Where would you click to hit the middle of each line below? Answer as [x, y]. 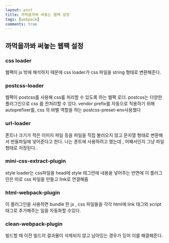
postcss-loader [25, 86]
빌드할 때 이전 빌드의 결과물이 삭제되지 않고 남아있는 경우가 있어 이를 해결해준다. [84, 235]
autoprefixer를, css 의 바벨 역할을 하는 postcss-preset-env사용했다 [73, 110]
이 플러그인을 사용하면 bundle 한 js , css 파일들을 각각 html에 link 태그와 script [83, 204]
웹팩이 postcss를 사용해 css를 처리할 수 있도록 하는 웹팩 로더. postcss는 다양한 [84, 97]
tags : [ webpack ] [22, 19]
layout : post [19, 10]
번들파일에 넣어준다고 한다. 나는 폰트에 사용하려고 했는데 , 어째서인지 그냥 [83, 141]
